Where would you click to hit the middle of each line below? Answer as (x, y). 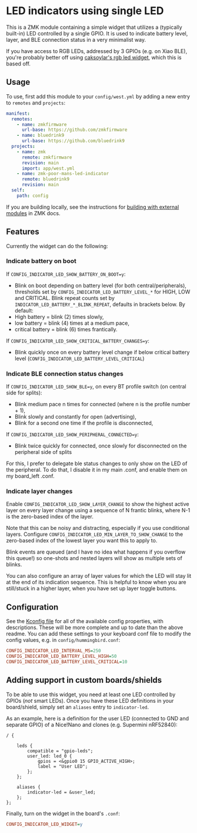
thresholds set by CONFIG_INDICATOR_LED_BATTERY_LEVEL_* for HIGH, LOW (102, 292)
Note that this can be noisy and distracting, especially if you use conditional (98, 528)
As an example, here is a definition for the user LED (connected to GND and (98, 718)
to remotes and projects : (36, 103)
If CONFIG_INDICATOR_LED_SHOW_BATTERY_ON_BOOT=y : (66, 274)
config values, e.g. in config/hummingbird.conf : (63, 640)
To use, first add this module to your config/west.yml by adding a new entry (98, 96)
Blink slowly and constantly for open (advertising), (75, 417)
